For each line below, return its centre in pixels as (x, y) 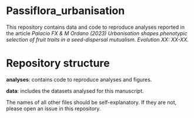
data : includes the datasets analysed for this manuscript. (75, 91)
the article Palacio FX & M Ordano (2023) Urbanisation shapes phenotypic (97, 33)
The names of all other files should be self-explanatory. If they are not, (91, 102)
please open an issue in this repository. (53, 108)
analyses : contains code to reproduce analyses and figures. (79, 79)
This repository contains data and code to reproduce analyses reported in (96, 27)
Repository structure (58, 63)
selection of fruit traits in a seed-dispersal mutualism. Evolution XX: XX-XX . (98, 39)
